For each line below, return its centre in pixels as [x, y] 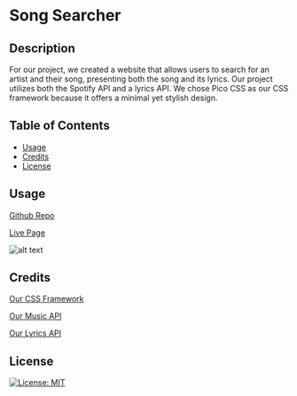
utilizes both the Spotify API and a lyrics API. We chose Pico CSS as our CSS [149, 88]
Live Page [27, 233]
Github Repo [32, 215]
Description [42, 48]
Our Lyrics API [35, 333]
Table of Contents [60, 126]
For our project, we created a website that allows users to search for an [140, 69]
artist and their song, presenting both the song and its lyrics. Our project [141, 79]
